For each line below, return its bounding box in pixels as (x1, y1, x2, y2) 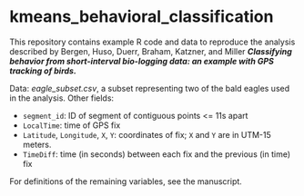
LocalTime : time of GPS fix (22, 120, 121, 131)
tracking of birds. (9, 65, 77, 76)
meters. (22, 139, 52, 150)
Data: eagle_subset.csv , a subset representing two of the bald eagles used (9, 83, 290, 93)
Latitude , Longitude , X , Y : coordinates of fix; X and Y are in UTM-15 (22, 129, 271, 140)
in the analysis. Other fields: (9, 93, 115, 103)
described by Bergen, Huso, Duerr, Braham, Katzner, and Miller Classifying (9, 45, 293, 56)
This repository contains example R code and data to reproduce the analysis (9, 36, 296, 47)
